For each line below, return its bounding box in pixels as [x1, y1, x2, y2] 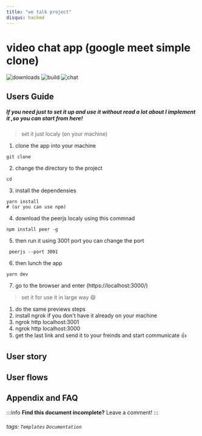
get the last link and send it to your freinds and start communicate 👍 [15, 331, 187, 339]
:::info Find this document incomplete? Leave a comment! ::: [6, 409, 159, 417]
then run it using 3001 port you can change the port [15, 237, 144, 244]
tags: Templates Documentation [6, 423, 82, 430]
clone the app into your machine [15, 142, 96, 149]
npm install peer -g [6, 226, 59, 232]
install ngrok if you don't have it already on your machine [15, 311, 158, 319]
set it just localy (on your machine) [21, 130, 108, 137]
